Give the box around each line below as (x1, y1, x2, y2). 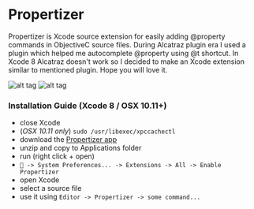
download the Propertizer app (19, 135, 117, 144)
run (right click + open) (19, 151, 95, 161)
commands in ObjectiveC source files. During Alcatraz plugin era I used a (8, 39, 246, 49)
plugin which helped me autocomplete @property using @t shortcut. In (8, 48, 239, 58)
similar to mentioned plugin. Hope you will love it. (8, 65, 168, 74)
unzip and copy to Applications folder (19, 144, 142, 153)
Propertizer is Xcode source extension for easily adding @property (8, 32, 226, 41)
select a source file (19, 184, 82, 193)
